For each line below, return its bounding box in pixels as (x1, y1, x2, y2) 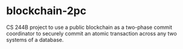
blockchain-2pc (6, 4, 87, 18)
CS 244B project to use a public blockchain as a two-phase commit (6, 24, 172, 31)
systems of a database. (6, 36, 64, 43)
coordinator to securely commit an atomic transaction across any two (6, 30, 178, 37)
